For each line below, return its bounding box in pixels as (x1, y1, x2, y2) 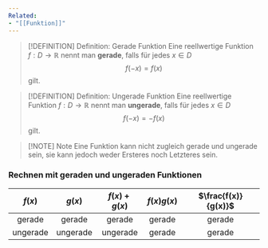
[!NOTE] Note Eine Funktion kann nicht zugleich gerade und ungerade (27, 141, 258, 150)
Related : (8, 11, 37, 20)
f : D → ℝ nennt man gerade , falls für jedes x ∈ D (27, 50, 192, 60)
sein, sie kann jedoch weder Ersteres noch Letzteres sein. (27, 150, 218, 159)
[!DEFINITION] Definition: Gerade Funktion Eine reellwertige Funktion (27, 41, 254, 50)
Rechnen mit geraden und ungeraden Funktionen (8, 170, 202, 181)
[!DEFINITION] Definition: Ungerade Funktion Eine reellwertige (27, 91, 232, 101)
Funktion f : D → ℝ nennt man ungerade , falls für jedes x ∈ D (27, 100, 231, 110)
